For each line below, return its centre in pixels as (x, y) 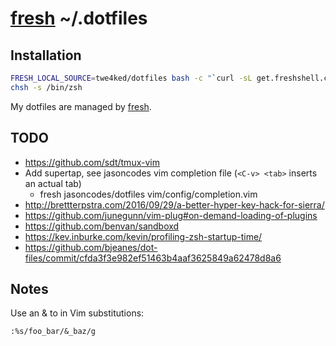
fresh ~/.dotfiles (79, 18)
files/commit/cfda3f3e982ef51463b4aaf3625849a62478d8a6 (153, 258)
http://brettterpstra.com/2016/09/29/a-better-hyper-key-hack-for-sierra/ (174, 204)
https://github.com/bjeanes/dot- (91, 247)
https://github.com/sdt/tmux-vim (92, 162)
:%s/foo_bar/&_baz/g (53, 332)
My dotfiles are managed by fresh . (81, 106)
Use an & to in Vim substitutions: (77, 313)
